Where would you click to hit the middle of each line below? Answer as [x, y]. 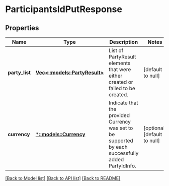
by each [118, 147]
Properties [22, 28]
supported [121, 141]
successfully [124, 153]
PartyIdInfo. [123, 166]
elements [120, 63]
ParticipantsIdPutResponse [64, 9]
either [116, 76]
